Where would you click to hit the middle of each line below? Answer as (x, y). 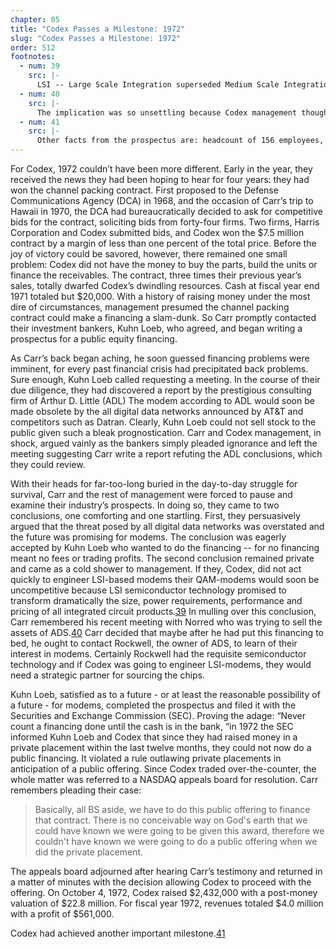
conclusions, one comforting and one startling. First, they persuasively (155, 515)
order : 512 (33, 47)
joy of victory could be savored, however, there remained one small (149, 254)
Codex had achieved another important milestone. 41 (118, 933)
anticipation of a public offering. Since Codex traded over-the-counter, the (163, 769)
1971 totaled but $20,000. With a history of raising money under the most (160, 296)
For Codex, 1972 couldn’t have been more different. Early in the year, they (161, 169)
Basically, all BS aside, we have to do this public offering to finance (172, 809)
